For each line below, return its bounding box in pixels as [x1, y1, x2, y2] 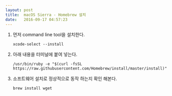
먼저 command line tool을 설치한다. [12, 32, 85, 38]
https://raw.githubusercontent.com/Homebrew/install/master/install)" [12, 66, 167, 71]
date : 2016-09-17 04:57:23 [5, 17, 68, 22]
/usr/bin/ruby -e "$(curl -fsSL [12, 62, 82, 67]
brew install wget [12, 86, 52, 91]
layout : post [5, 7, 33, 13]
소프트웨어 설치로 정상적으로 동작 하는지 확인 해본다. [12, 76, 117, 82]
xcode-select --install [12, 42, 64, 47]
